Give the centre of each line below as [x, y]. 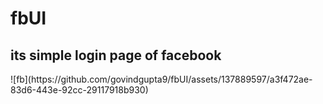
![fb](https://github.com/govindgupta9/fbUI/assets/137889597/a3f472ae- [161, 79]
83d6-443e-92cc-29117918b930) [79, 90]
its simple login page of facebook [116, 55]
